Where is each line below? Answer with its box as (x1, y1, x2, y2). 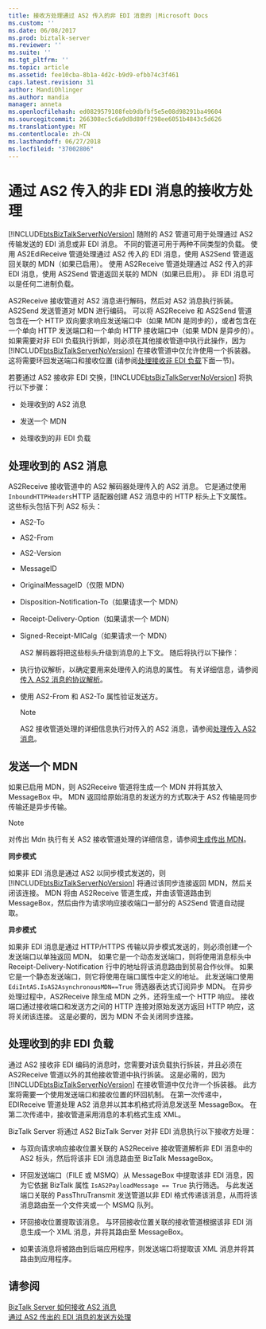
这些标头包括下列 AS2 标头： (8, 502, 103, 511)
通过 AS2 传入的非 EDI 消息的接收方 (8, 182, 240, 200)
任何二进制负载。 (21, 279, 78, 289)
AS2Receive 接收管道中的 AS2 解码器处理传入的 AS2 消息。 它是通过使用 (8, 482, 247, 491)
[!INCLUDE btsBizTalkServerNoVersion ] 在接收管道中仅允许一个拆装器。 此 (8, 1080, 250, 1089)
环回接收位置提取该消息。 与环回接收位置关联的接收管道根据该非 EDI (19, 1217, 244, 1226)
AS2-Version (19, 549, 62, 558)
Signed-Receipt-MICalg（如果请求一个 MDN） (19, 631, 172, 641)
